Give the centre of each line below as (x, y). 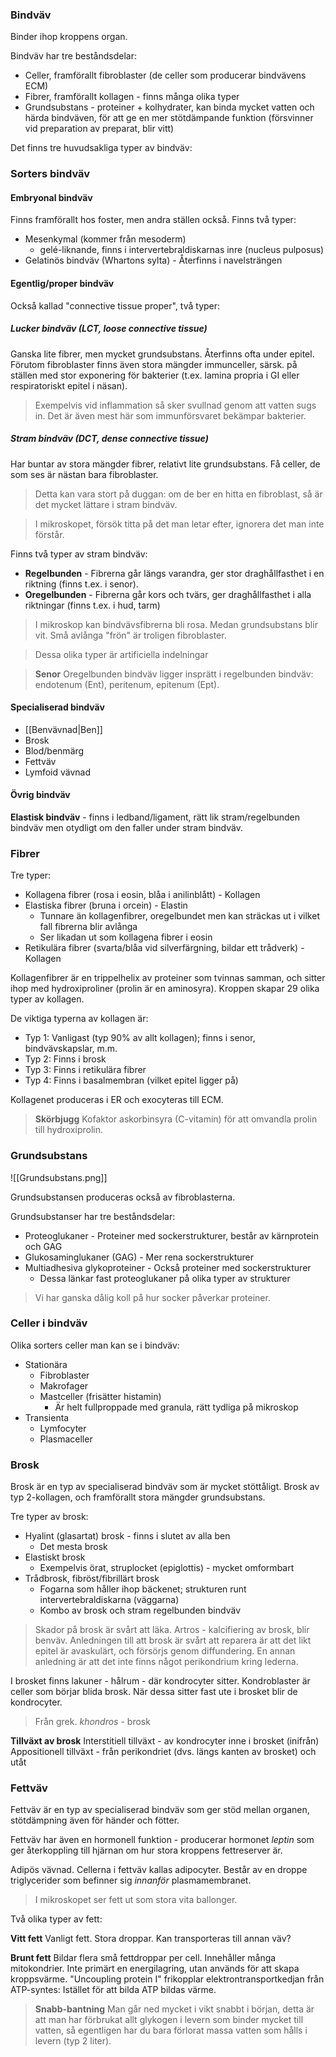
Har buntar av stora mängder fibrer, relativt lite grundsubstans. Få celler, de (165, 464)
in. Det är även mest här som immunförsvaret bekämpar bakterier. (170, 415)
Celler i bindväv (49, 1323)
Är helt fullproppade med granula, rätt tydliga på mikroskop (176, 1407)
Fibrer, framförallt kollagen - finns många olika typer (132, 97)
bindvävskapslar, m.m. (71, 1049)
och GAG (43, 1246)
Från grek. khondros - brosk (92, 1722)
